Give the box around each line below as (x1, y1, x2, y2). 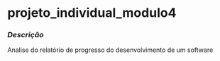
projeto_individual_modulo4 (7, 5, 177, 21)
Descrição (7, 30, 44, 40)
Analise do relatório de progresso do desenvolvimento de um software (7, 46, 214, 54)
